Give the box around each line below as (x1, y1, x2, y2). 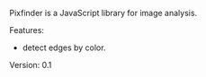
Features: (9, 25, 45, 35)
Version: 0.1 (9, 60, 52, 70)
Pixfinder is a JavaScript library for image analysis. (9, 8, 198, 18)
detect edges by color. (22, 42, 106, 53)
